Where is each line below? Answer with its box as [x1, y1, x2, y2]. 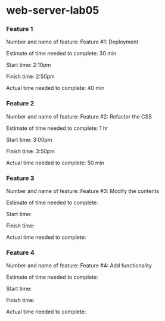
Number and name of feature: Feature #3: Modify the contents [6, 188, 160, 195]
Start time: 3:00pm [6, 136, 52, 143]
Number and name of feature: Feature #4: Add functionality [6, 262, 152, 269]
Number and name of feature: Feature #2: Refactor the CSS [6, 113, 152, 120]
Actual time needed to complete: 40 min [6, 85, 105, 92]
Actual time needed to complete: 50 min [6, 159, 105, 166]
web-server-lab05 [6, 4, 99, 17]
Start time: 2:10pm [6, 61, 51, 68]
